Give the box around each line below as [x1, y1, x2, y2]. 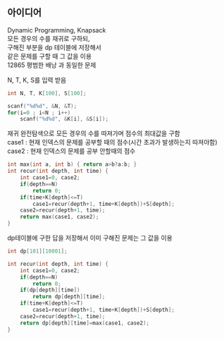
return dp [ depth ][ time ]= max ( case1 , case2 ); [20, 320, 150, 327]
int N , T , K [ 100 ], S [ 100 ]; [7, 90, 87, 97]
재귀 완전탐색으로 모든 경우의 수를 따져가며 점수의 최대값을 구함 [7, 129, 181, 138]
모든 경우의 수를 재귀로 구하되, [7, 34, 90, 42]
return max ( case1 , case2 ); [20, 214, 99, 221]
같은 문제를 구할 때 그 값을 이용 [7, 51, 92, 60]
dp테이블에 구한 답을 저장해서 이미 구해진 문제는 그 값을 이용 [7, 233, 173, 242]
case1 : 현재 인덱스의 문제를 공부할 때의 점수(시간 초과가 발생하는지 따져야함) [7, 138, 218, 147]
